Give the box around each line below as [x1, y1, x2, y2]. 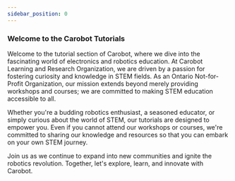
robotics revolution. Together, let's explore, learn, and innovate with [7, 159, 203, 168]
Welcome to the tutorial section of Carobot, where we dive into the [7, 49, 200, 58]
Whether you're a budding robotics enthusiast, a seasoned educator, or [7, 108, 215, 116]
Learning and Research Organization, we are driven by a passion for [7, 64, 205, 73]
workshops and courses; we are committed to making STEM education [7, 87, 214, 95]
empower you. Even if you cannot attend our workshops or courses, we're [7, 123, 223, 131]
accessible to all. [7, 94, 56, 103]
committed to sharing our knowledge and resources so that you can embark [7, 130, 229, 139]
